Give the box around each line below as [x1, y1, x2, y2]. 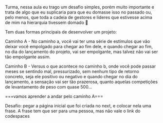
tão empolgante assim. [5, 54, 51, 60]
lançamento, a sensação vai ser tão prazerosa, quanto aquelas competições [5, 79, 158, 85]
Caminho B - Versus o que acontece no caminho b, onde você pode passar [5, 63, 156, 69]
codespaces [5, 113, 30, 119]
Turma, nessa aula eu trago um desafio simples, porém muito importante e [5, 4, 154, 10]
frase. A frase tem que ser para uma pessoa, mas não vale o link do [5, 108, 141, 114]
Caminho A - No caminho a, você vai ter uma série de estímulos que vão [5, 38, 150, 44]
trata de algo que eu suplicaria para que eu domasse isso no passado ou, [5, 9, 152, 15]
